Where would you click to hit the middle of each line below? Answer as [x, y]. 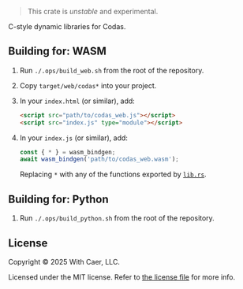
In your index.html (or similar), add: [77, 101]
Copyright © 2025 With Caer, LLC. [64, 261]
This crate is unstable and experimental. [93, 11]
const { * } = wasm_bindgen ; [67, 152]
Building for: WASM [57, 52]
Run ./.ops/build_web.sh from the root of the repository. [112, 70]
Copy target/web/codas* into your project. [88, 85]
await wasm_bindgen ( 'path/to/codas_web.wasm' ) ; [99, 159]
